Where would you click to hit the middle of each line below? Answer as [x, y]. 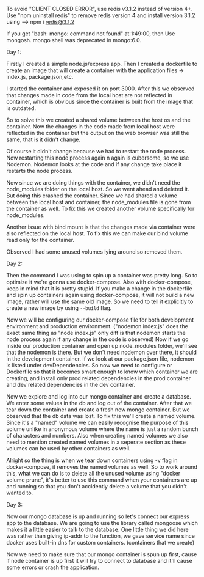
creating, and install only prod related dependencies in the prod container [98, 378]
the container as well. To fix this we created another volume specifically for [100, 208]
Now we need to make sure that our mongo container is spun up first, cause [102, 554]
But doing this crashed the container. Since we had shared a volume [92, 196]
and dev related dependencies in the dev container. [71, 385]
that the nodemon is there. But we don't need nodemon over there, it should [101, 352]
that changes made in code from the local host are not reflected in [89, 95]
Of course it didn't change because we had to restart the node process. [96, 151]
